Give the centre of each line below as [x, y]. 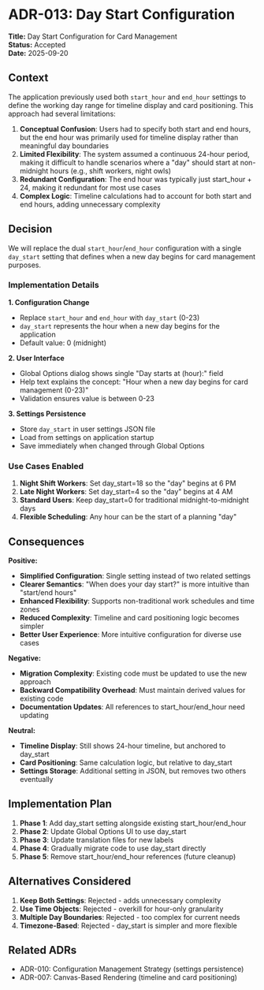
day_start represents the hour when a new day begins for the [120, 326]
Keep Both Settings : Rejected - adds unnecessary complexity [120, 900]
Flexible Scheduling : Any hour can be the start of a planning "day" [128, 517]
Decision [30, 229]
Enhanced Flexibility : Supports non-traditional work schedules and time [137, 601]
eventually [36, 779]
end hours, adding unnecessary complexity [90, 204]
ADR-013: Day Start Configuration [122, 15]
